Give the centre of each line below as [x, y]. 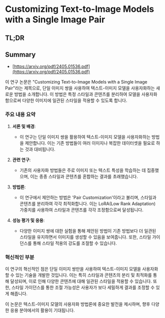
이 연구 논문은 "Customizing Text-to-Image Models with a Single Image [76, 82]
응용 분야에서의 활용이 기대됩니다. [42, 310]
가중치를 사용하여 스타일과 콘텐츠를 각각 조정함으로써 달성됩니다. [82, 210]
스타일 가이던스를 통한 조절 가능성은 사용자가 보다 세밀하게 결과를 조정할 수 [83, 287]
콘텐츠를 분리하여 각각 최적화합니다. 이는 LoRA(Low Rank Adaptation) [88, 203]
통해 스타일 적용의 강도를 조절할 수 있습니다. [75, 243]
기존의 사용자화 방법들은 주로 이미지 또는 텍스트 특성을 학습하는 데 [83, 170]
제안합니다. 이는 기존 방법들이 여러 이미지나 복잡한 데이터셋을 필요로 [90, 143]
